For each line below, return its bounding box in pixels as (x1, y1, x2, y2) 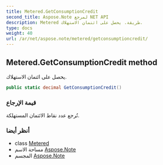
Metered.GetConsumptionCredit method (6, 58, 158, 68)
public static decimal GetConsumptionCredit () (6, 85, 122, 90)
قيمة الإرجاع (6, 98, 36, 106)
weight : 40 (6, 31, 33, 36)
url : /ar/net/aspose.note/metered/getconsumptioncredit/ (6, 36, 148, 42)
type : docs (6, 25, 33, 31)
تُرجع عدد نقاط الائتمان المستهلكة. (6, 112, 80, 119)
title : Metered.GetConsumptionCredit (6, 8, 99, 15)
